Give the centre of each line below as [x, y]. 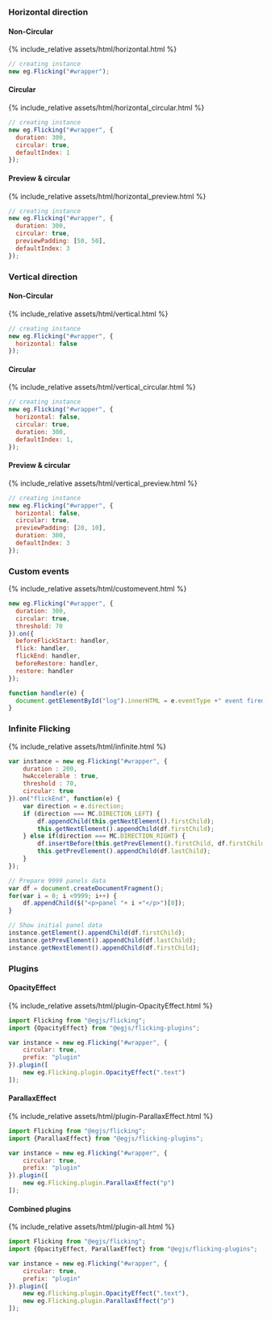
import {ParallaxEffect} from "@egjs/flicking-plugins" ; [106, 1138]
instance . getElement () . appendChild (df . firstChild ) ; [97, 933]
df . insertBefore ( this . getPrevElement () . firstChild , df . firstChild [151, 844]
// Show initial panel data [56, 925]
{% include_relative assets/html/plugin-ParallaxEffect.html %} [111, 1116]
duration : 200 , [50, 769]
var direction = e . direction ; [74, 806]
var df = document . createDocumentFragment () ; [86, 888]
